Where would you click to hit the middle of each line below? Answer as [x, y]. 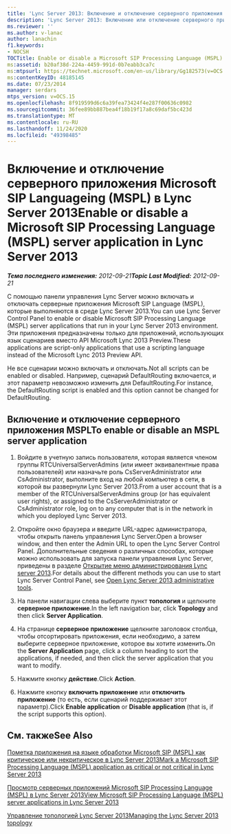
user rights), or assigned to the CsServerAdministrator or [98, 501]
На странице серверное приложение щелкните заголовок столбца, [117, 629]
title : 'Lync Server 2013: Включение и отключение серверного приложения [115, 13]
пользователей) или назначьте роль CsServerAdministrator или [109, 472]
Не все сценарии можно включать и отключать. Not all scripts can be [108, 368]
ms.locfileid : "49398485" [44, 135]
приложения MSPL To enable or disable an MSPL [113, 430]
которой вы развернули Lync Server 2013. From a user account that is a [119, 486]
